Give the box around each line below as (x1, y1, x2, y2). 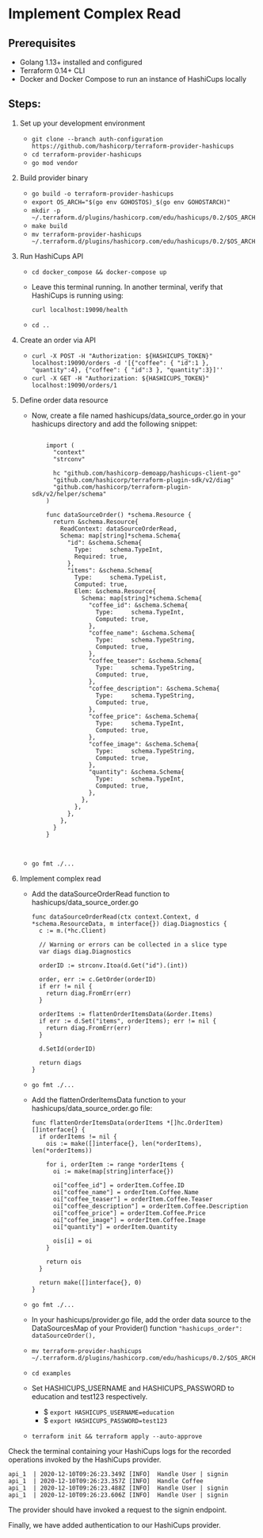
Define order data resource (19, 395, 109, 405)
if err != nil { (38, 982, 93, 990)
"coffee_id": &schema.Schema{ (88, 601, 189, 609)
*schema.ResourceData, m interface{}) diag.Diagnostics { (31, 919, 227, 927)
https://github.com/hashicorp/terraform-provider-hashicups (31, 142, 234, 150)
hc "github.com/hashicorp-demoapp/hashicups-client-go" (52, 469, 242, 477)
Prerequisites (8, 37, 76, 50)
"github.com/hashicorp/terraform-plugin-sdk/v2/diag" (52, 476, 234, 484)
